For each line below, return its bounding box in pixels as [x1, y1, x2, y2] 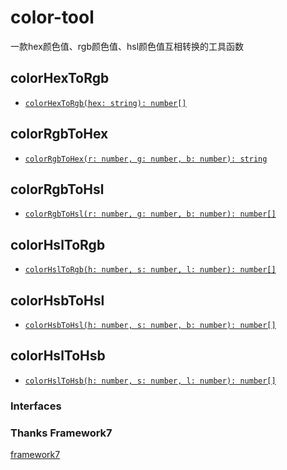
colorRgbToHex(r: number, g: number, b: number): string [24, 154, 268, 164]
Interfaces [10, 399, 62, 413]
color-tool [10, 6, 95, 29]
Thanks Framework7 [10, 426, 113, 440]
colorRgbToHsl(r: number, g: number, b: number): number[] [24, 209, 277, 220]
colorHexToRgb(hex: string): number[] [24, 98, 187, 108]
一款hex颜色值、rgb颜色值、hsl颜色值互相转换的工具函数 [10, 40, 245, 52]
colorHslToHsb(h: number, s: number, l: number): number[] [24, 376, 277, 386]
